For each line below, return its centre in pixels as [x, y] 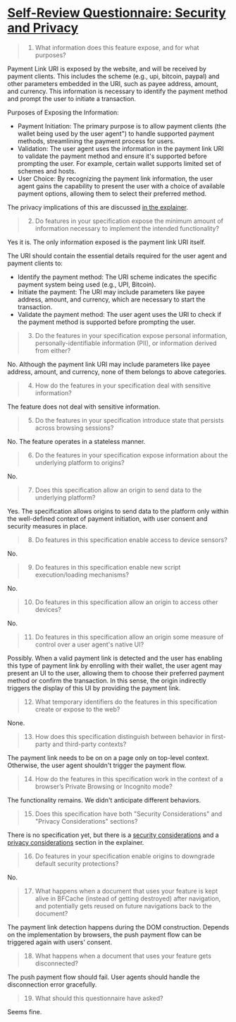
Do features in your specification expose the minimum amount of [129, 221]
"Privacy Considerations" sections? [86, 821]
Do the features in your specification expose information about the [131, 455]
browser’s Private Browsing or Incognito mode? [104, 786]
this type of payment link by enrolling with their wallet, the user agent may [114, 666]
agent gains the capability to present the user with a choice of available [121, 186]
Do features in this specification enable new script [108, 567]
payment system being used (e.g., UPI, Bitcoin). [87, 284]
